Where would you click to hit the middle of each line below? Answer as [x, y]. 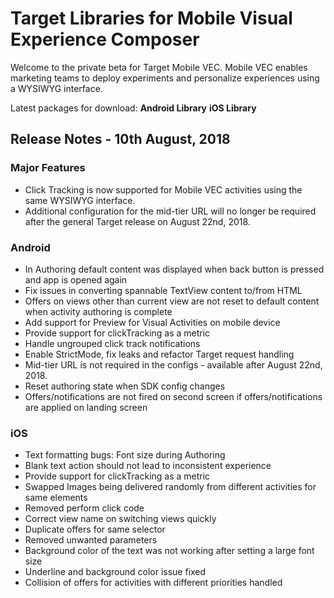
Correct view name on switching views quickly [120, 519]
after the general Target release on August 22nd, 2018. [137, 221]
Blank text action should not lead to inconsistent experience [148, 466]
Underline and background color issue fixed [115, 572]
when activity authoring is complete [98, 311]
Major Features [48, 168]
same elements [56, 498]
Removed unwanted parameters [91, 540]
